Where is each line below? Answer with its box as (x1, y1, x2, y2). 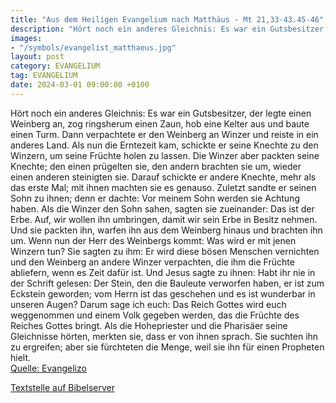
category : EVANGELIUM (10, 61, 101, 71)
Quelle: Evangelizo (10, 362, 87, 374)
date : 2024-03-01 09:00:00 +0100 (10, 80, 150, 90)
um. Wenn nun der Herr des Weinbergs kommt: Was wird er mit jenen (10, 234, 297, 246)
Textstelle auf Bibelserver (10, 381, 116, 393)
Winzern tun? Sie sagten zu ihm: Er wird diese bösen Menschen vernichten (10, 245, 320, 257)
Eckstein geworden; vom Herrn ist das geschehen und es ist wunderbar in (10, 287, 316, 300)
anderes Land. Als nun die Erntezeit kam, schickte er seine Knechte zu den (10, 139, 319, 151)
